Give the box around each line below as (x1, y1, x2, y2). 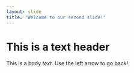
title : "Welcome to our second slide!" (6, 14, 106, 20)
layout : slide (6, 8, 42, 15)
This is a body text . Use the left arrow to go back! (6, 60, 129, 67)
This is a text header (6, 40, 110, 54)
